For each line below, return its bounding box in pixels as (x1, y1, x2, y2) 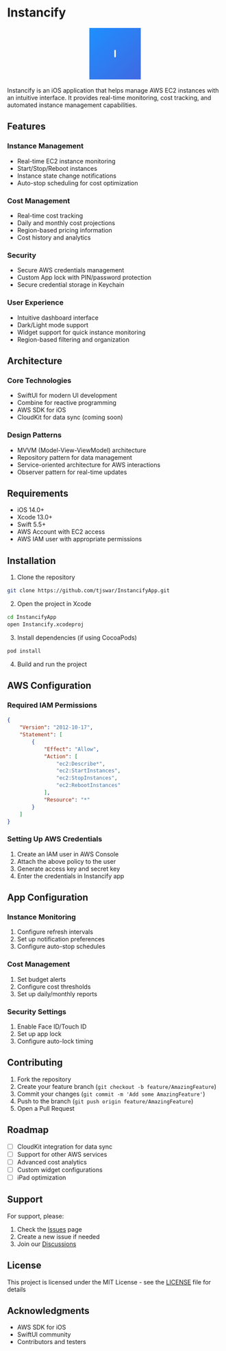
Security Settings (7, 1007, 66, 1016)
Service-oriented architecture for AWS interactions (16, 460, 161, 469)
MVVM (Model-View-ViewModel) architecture (16, 446, 147, 454)
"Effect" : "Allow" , (43, 746, 99, 753)
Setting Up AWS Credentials (7, 834, 103, 844)
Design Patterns (7, 430, 62, 440)
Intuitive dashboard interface (16, 314, 99, 322)
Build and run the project (16, 660, 88, 668)
